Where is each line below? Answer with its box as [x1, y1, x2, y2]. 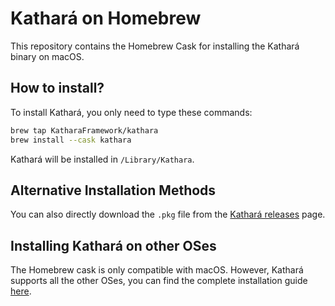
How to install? [10, 80, 105, 97]
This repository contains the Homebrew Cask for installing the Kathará [10, 40, 300, 52]
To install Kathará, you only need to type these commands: [10, 106, 253, 118]
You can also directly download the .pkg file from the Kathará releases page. [10, 208, 326, 221]
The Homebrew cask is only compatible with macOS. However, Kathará [10, 264, 304, 276]
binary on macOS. [10, 50, 85, 62]
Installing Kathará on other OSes [10, 237, 217, 254]
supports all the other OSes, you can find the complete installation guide [10, 275, 308, 287]
